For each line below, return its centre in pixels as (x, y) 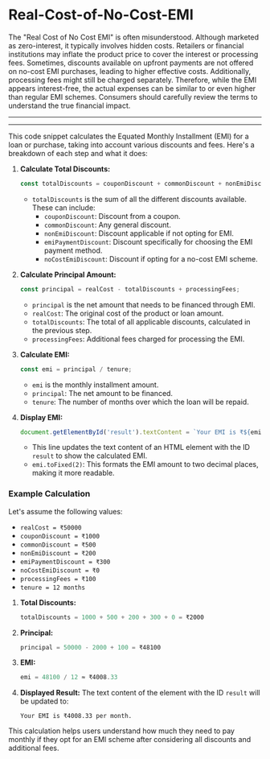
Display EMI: (41, 417)
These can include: (63, 208)
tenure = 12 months (53, 588)
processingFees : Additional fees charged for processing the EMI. (138, 339)
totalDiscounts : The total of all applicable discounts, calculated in (141, 322)
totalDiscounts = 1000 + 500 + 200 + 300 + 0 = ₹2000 (112, 617)
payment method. (73, 250)
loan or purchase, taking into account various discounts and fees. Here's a (131, 144)
